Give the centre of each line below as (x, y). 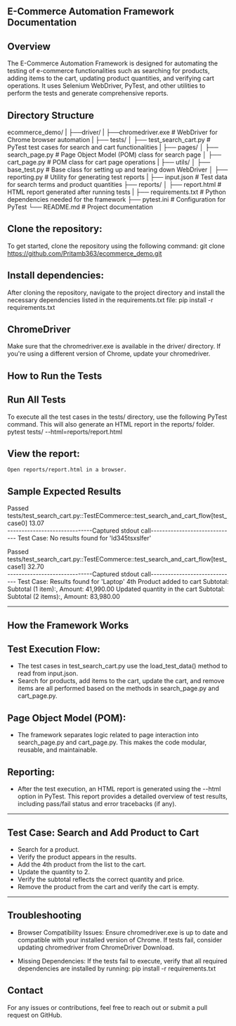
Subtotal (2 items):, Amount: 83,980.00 (64, 597)
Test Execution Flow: (54, 649)
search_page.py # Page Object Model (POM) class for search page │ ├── (114, 155)
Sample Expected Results (64, 491)
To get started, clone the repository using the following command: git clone (116, 246)
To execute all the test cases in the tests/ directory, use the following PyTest (117, 417)
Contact (25, 991)
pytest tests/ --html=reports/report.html (65, 431)
